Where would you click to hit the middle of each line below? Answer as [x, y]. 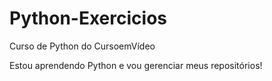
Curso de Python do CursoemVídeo [82, 46]
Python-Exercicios [88, 18]
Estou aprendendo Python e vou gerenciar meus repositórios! [136, 65]
